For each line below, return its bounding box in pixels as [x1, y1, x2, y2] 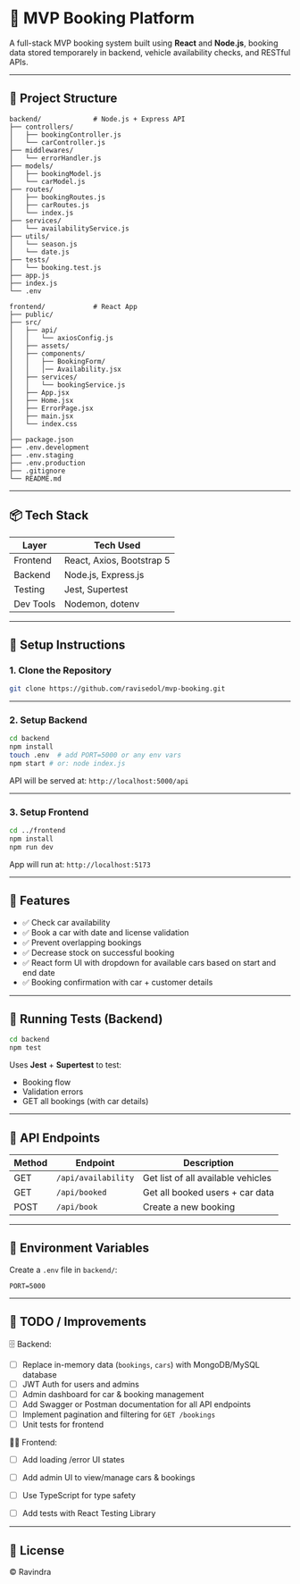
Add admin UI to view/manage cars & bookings [21, 1472, 196, 1483]
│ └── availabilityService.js [9, 223, 129, 233]
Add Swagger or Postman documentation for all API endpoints [21, 1398, 252, 1410]
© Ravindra [9, 1567, 52, 1578]
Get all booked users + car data [142, 1186, 275, 1199]
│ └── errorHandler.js [9, 154, 102, 163]
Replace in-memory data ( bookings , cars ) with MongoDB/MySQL [21, 1359, 261, 1370]
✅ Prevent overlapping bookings [21, 937, 142, 948]
